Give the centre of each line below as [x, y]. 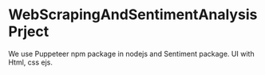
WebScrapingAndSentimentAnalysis [133, 15]
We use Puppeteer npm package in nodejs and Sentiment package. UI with [131, 53]
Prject [29, 32]
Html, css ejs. [31, 62]
